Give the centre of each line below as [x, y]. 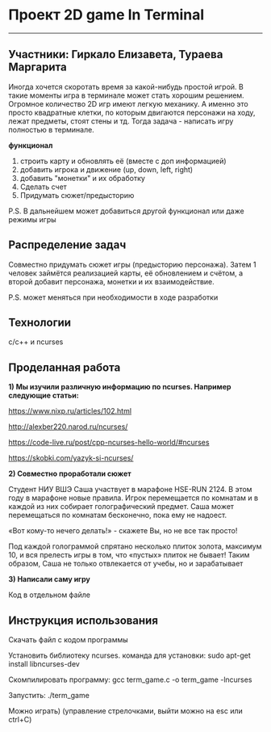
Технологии [40, 322]
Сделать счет [43, 187]
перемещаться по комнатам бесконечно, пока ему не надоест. [118, 515]
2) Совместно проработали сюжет [70, 473]
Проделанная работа [65, 367]
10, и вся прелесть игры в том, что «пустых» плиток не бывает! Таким [129, 555]
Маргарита [38, 67]
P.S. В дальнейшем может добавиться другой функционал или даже [126, 211]
